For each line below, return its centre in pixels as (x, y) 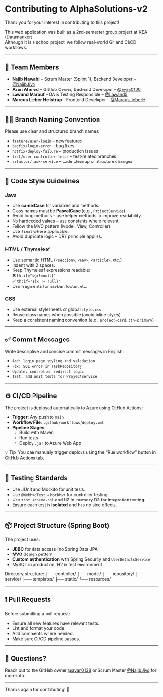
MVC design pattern (32, 554)
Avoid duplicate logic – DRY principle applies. (57, 236)
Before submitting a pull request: (38, 613)
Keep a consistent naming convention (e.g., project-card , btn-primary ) (83, 320)
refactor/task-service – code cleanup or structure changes (72, 161)
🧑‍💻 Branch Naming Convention (53, 119)
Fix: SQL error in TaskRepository (47, 366)
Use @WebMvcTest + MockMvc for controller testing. (60, 495)
